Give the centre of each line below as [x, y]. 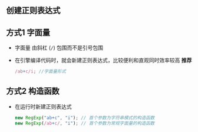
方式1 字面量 [28, 32]
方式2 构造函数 [33, 91]
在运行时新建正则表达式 [43, 106]
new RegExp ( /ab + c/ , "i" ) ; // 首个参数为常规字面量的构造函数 [85, 123]
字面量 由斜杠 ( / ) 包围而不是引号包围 [59, 48]
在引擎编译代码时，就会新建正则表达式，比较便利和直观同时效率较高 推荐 [103, 60]
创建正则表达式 [33, 11]
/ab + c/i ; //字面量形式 [40, 72]
